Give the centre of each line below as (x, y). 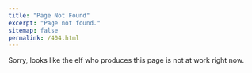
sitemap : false (33, 30)
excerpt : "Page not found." (55, 23)
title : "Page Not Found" (49, 15)
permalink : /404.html (44, 38)
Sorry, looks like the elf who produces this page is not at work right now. (126, 60)
